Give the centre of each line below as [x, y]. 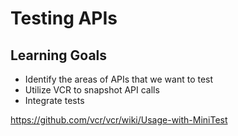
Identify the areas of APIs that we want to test [119, 79]
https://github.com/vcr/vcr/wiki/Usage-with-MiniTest [119, 120]
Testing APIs [64, 18]
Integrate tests [54, 100]
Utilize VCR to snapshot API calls [92, 90]
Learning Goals [59, 55]
